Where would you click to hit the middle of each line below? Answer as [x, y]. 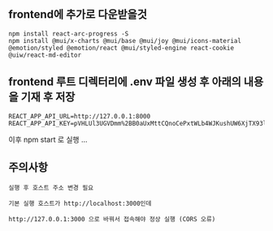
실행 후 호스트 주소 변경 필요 [51, 188]
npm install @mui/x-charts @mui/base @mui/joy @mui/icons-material [125, 41]
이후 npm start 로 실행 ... [48, 139]
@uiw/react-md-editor [45, 55]
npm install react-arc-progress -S [69, 34]
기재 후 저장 [48, 97]
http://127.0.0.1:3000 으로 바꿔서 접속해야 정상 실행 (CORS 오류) [112, 220]
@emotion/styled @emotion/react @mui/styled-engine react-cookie [121, 48]
